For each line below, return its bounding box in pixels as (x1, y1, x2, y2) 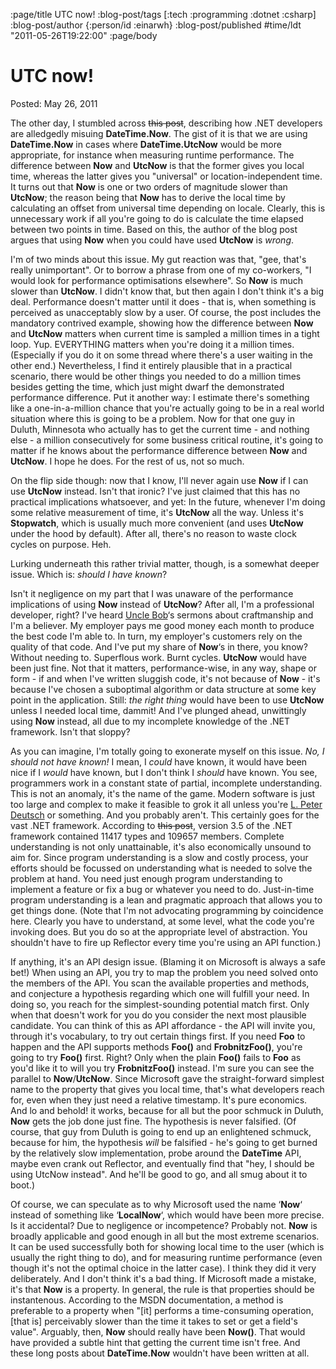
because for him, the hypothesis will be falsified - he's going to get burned (10, 1136, 318, 1148)
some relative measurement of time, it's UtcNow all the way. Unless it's (10, 506, 304, 518)
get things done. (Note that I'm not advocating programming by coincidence (10, 904, 324, 916)
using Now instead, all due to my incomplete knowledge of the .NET (10, 715, 290, 727)
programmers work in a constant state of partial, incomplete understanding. (10, 777, 323, 789)
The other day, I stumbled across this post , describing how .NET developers (10, 117, 323, 129)
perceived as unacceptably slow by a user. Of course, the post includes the (10, 306, 322, 318)
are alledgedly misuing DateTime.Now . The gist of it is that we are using (10, 127, 308, 139)
